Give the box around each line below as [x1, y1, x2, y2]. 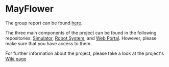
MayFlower [5, 3, 54, 15]
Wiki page [5, 55, 27, 61]
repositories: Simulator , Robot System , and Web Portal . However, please [5, 35, 157, 41]
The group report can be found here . [5, 20, 83, 26]
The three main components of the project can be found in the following [5, 29, 157, 36]
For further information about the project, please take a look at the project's [5, 50, 164, 56]
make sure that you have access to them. [5, 40, 92, 46]
